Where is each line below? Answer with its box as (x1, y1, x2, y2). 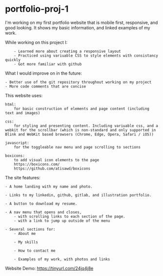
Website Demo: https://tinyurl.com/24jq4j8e (5, 265, 94, 271)
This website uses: (5, 92, 43, 98)
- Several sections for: (5, 227, 56, 232)
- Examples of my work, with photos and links (14, 256, 110, 262)
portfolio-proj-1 (5, 3, 69, 15)
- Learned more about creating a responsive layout (14, 49, 121, 54)
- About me (14, 231, 36, 236)
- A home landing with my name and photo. (5, 184, 93, 189)
